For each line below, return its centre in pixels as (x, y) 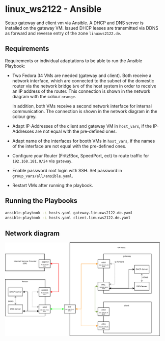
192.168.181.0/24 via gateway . (42, 161)
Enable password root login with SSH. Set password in (67, 170)
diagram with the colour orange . (44, 96)
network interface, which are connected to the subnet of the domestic (83, 80)
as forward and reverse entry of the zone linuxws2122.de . (63, 33)
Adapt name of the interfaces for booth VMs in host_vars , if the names (83, 141)
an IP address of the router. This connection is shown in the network (81, 91)
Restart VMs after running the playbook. (53, 185)
